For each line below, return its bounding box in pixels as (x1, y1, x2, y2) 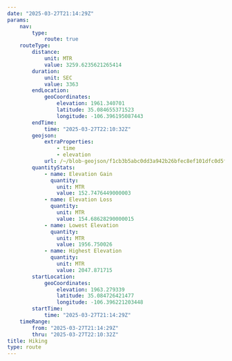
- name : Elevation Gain (43, 170, 113, 177)
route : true (43, 36, 79, 43)
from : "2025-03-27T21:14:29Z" (32, 324, 119, 331)
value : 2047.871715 (56, 266, 113, 273)
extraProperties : (43, 139, 95, 146)
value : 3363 (43, 81, 79, 88)
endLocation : (32, 87, 70, 94)
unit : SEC (43, 74, 72, 81)
